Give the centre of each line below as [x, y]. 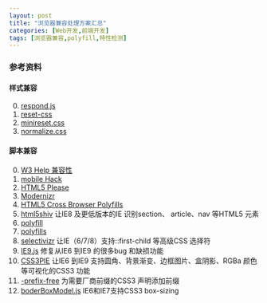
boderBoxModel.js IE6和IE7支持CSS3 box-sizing [100, 290]
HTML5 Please [45, 187]
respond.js [38, 106]
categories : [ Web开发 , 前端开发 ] [59, 30]
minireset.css [43, 123]
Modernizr [37, 195]
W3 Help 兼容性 [46, 170]
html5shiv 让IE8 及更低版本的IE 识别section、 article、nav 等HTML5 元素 [140, 214]
